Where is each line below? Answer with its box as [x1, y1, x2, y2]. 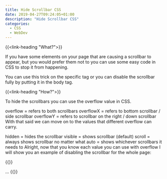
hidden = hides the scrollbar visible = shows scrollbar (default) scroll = [5, 134, 151, 139]
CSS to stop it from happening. [5, 64, 69, 70]
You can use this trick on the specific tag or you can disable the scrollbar [5, 74, 155, 80]
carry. [5, 124, 17, 130]
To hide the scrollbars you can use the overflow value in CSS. [5, 98, 132, 104]
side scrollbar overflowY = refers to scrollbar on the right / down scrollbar [5, 113, 157, 119]
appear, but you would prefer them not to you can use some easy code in [5, 59, 156, 65]
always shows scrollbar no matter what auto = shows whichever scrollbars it [5, 139, 162, 145]
